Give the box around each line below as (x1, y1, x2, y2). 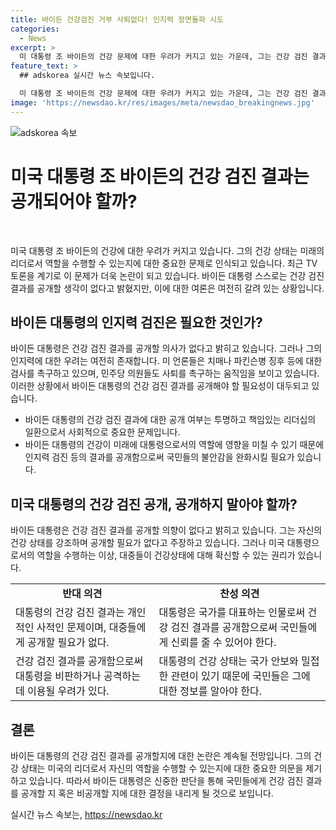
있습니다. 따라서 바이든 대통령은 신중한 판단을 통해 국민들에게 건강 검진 (28, 775, 304, 786)
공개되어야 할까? (10, 190, 138, 213)
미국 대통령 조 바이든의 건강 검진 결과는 (10, 165, 310, 188)
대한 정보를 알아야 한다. (158, 684, 262, 698)
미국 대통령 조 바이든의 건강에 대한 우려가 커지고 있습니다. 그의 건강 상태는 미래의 (10, 244, 325, 256)
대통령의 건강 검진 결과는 (15, 606, 125, 620)
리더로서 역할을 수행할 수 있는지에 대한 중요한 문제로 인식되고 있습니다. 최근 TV (10, 257, 318, 269)
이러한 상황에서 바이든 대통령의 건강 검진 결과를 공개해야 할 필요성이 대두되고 (10, 380, 310, 392)
